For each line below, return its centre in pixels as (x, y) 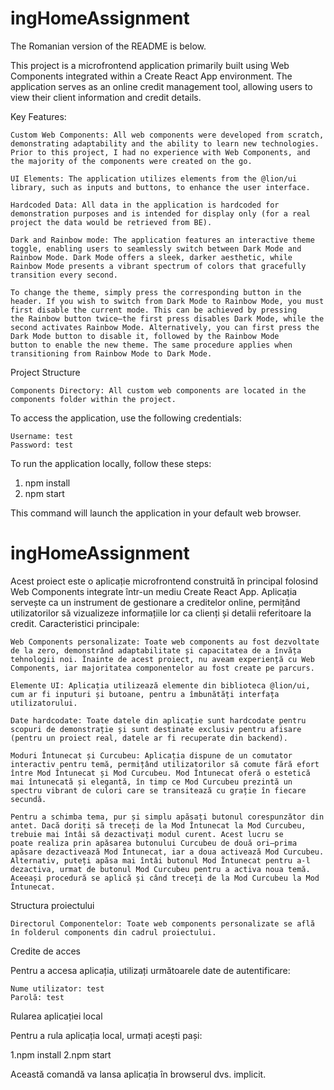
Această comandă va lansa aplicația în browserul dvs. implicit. (138, 1074)
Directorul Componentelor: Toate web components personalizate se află (162, 923)
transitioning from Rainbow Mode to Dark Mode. (111, 353)
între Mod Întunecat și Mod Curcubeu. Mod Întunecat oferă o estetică (160, 773)
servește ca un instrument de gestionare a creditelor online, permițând (155, 602)
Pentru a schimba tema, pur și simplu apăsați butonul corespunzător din (167, 817)
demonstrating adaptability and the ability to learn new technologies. (165, 143)
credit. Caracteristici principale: (75, 623)
